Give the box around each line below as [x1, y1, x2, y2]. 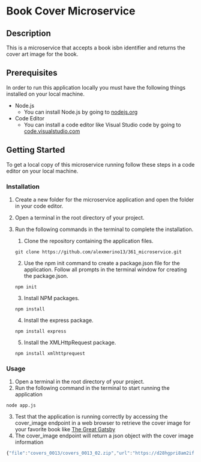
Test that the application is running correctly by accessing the [14, 413, 168, 420]
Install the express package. [23, 316, 94, 324]
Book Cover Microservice [6, 4, 136, 18]
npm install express [14, 328, 67, 334]
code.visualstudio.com [23, 128, 80, 135]
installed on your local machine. [6, 90, 85, 97]
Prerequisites [6, 68, 58, 78]
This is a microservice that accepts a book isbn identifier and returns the [6, 44, 186, 51]
